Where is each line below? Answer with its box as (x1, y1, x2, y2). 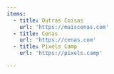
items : (6, 10, 26, 18)
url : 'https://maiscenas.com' (19, 23, 110, 30)
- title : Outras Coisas (13, 17, 83, 24)
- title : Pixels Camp (13, 43, 78, 50)
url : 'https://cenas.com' (19, 37, 97, 44)
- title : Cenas (13, 30, 58, 37)
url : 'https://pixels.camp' (19, 50, 103, 57)
